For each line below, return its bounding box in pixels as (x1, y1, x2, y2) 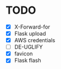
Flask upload (14, 30, 46, 37)
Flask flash (14, 57, 41, 64)
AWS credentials (14, 37, 56, 44)
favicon (14, 50, 33, 57)
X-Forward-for (14, 23, 50, 30)
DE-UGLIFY (14, 43, 43, 51)
